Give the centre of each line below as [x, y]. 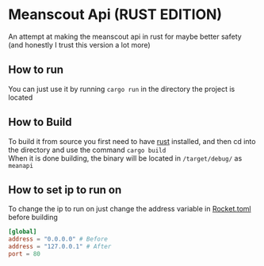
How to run [36, 70]
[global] [23, 232]
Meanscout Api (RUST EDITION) [115, 15]
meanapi [21, 165]
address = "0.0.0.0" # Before [58, 239]
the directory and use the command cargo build [87, 150]
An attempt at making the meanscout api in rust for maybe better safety [125, 36]
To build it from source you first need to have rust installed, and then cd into [132, 141]
